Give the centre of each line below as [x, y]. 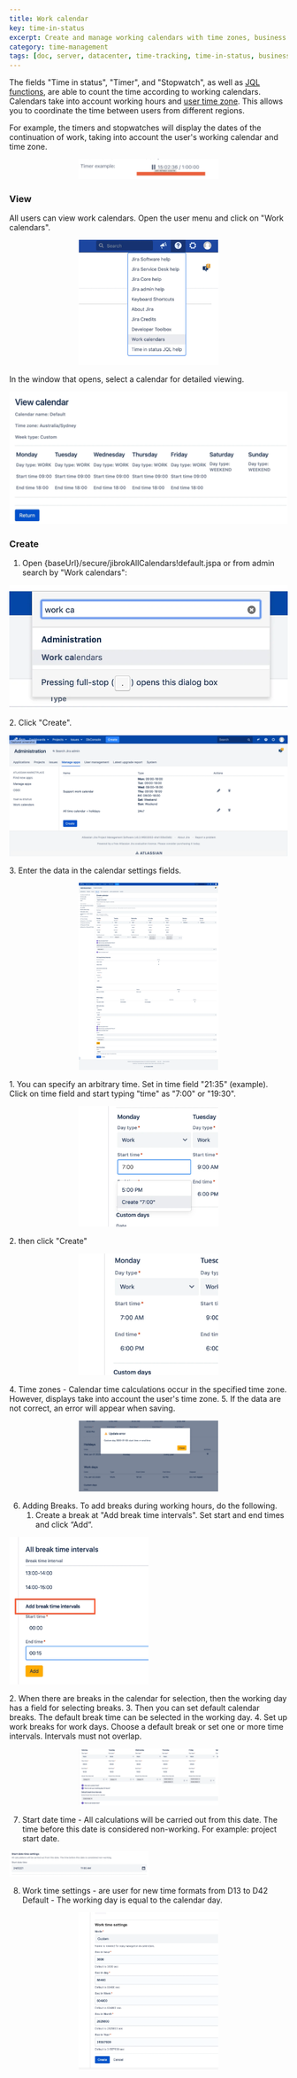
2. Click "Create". [41, 722]
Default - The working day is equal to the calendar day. [122, 1900]
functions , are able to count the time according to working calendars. [135, 92]
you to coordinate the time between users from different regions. [127, 111]
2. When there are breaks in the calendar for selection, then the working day [148, 1699]
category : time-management [59, 47]
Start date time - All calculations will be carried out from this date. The [150, 1819]
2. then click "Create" [49, 1241]
